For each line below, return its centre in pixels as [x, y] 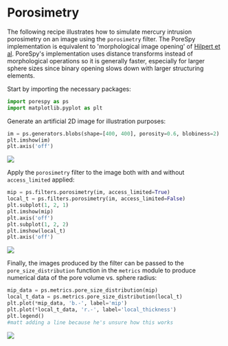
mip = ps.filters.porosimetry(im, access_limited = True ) [89, 193]
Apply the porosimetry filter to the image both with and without [96, 173]
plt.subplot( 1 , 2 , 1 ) [38, 205]
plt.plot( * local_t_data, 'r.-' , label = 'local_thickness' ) [92, 310]
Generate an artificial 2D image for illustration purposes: [87, 121]
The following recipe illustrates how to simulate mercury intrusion [100, 32]
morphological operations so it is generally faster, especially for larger [106, 61]
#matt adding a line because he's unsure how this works [90, 322]
